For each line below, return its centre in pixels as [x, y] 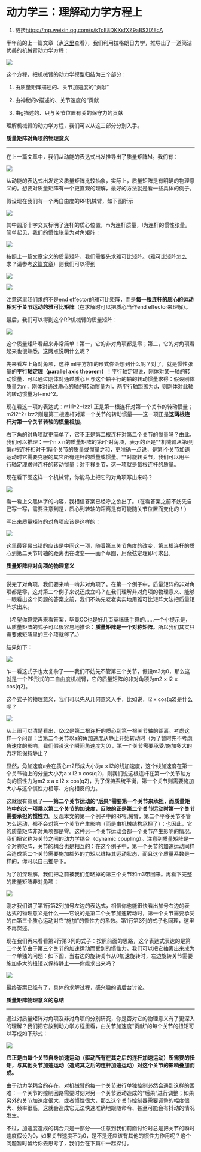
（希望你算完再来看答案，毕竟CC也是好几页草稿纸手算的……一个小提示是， [98, 619]
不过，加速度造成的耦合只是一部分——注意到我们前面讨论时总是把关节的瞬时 [100, 1128]
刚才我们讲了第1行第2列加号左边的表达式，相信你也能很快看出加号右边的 [95, 905]
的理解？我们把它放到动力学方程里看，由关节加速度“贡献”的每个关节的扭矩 [98, 1026]
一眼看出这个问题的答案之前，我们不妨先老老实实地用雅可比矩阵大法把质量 [98, 599]
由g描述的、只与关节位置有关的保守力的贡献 [69, 112]
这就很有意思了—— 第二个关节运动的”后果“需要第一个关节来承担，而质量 [96, 801]
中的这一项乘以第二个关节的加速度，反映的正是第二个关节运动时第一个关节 [103, 808]
